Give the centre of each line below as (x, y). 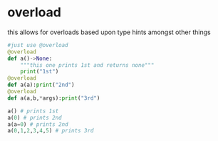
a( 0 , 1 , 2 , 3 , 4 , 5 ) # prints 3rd (51, 131)
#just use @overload (38, 45)
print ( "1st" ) (40, 72)
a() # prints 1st (33, 111)
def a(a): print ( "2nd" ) (41, 85)
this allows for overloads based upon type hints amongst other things (109, 32)
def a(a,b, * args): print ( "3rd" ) (54, 98)
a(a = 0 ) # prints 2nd (38, 124)
